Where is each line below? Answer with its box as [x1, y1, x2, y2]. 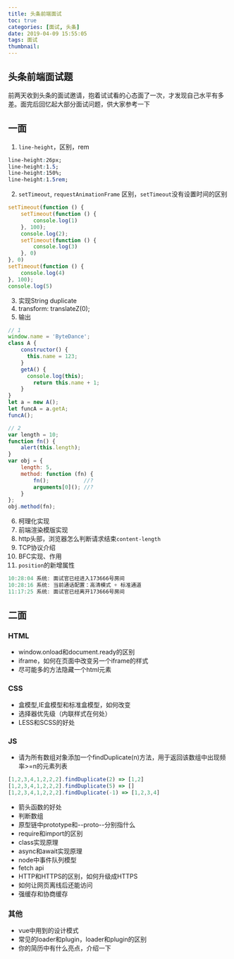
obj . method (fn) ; [8, 503, 56, 511]
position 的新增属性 [18, 561, 75, 570]
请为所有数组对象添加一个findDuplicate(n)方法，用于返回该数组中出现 [18, 753, 221, 762]
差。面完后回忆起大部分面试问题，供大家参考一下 [8, 99, 150, 108]
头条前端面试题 [8, 71, 73, 83]
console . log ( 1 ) [33, 216, 78, 224]
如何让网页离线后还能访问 [18, 881, 93, 889]
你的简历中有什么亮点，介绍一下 [18, 943, 111, 952]
